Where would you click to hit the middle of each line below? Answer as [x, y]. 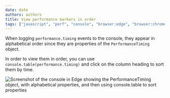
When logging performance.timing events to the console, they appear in [80, 38]
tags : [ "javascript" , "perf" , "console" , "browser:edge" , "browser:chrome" [87, 24]
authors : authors [24, 15]
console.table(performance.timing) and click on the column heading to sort [85, 64]
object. [13, 49]
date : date [17, 10]
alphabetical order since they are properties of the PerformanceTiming [77, 44]
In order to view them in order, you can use [50, 59]
